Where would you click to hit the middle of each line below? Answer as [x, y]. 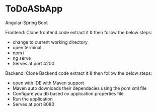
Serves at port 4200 [33, 63]
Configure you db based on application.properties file [68, 93]
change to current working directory [50, 42]
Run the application [32, 99]
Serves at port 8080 [33, 104]
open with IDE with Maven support [48, 83]
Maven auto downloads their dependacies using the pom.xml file [80, 88]
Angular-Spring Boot [26, 23]
